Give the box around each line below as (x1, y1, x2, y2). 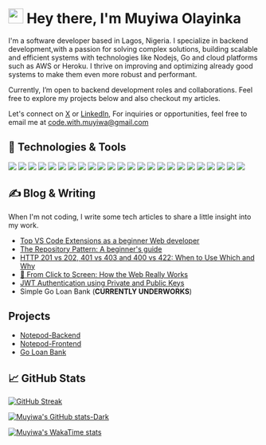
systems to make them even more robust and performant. (8, 69, 198, 79)
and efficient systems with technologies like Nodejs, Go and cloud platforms (8, 53, 258, 62)
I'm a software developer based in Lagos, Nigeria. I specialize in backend (8, 36, 248, 45)
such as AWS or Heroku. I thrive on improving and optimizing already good (8, 61, 253, 71)
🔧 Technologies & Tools (8, 140, 127, 154)
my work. (8, 220, 39, 230)
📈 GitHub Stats (8, 371, 86, 385)
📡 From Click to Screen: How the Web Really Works (19, 269, 189, 279)
